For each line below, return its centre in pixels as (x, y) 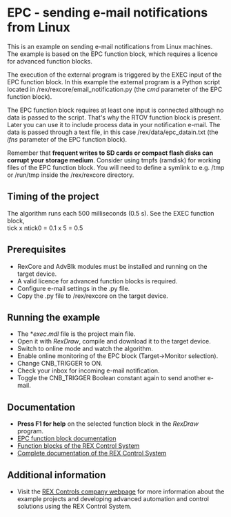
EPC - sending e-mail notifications (108, 13)
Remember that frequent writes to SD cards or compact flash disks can (110, 153)
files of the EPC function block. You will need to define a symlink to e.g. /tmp (116, 167)
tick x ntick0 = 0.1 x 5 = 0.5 (45, 228)
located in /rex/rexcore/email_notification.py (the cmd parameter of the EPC (115, 89)
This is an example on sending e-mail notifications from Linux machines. (110, 46)
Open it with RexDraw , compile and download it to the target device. (114, 341)
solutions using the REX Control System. (74, 506)
